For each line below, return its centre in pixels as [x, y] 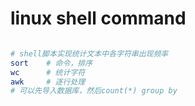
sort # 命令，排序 [51, 63]
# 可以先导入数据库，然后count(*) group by [94, 91]
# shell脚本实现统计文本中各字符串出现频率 [89, 53]
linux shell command [98, 18]
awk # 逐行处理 [48, 82]
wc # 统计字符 [48, 72]
